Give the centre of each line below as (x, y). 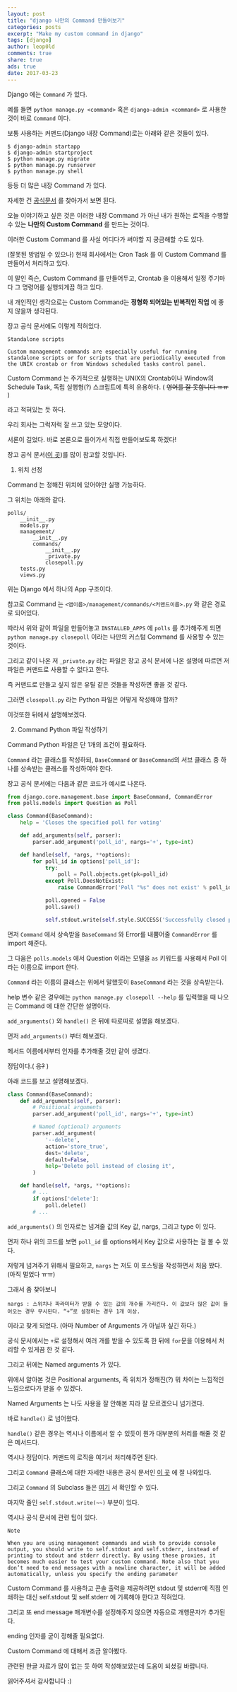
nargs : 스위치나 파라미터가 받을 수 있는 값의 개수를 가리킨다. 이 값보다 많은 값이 (114, 1304)
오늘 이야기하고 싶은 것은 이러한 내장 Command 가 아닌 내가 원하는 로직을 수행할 (118, 215)
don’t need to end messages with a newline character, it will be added (116, 1568)
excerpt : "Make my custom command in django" (75, 34)
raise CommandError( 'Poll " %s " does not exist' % (132, 888)
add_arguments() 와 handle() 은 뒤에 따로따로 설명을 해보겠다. (93, 1021)
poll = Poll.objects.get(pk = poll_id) (113, 874)
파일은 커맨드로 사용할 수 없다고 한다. (58, 669)
